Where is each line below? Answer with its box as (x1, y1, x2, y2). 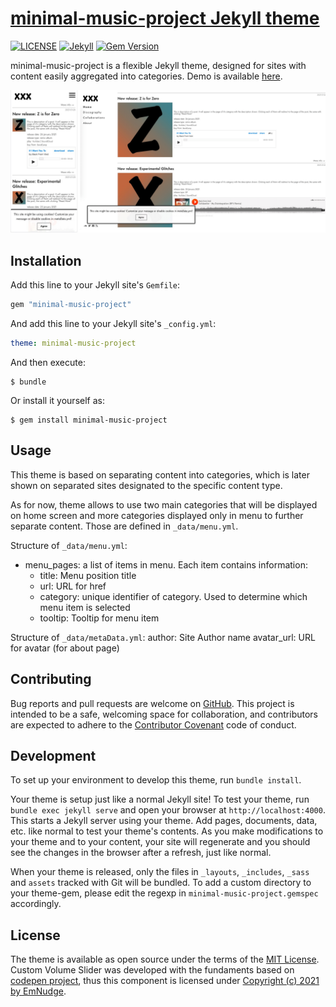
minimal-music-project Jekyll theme (10, 7, 320, 30)
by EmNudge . (10, 985, 67, 997)
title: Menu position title (39, 569, 137, 581)
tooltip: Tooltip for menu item (39, 612, 160, 624)
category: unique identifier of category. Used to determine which (39, 590, 308, 602)
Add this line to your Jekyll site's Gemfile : (10, 279, 181, 291)
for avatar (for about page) (10, 642, 120, 654)
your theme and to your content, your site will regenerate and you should (10, 836, 311, 848)
